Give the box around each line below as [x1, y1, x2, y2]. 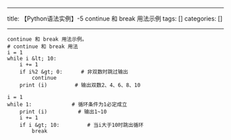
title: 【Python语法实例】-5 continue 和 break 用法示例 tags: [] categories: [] [7, 14, 223, 23]
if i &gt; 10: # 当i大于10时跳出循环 [19, 121, 144, 128]
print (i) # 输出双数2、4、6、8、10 [19, 82, 141, 89]
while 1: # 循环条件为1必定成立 [7, 101, 127, 108]
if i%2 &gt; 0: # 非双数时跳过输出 [19, 69, 129, 75]
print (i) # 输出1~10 [19, 108, 107, 115]
